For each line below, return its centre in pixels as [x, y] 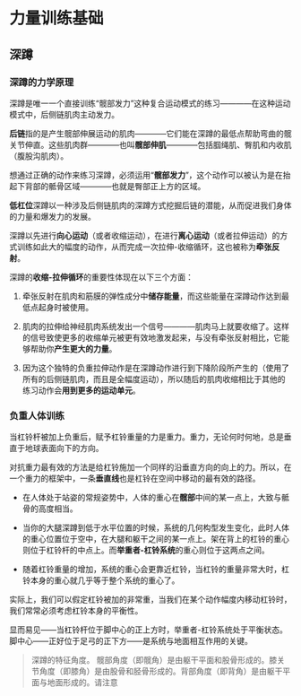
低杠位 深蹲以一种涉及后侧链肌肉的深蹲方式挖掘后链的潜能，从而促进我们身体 [150, 205]
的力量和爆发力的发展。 [52, 216]
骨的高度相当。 [50, 509]
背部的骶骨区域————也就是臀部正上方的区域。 [115, 186]
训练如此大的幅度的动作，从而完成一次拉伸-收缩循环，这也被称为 [137, 247]
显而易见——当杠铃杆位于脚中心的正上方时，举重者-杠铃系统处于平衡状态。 [149, 630]
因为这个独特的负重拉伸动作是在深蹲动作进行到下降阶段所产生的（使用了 [155, 368]
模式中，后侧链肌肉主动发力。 [64, 114]
